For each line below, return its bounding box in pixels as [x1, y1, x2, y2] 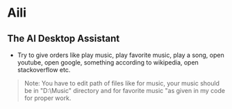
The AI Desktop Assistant [7, 33, 120, 44]
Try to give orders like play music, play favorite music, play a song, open [17, 51, 224, 59]
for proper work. [24, 94, 72, 102]
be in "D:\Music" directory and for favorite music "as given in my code [24, 87, 226, 94]
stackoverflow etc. [17, 66, 71, 74]
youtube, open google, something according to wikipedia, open [17, 58, 199, 67]
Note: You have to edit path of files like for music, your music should [24, 79, 220, 87]
